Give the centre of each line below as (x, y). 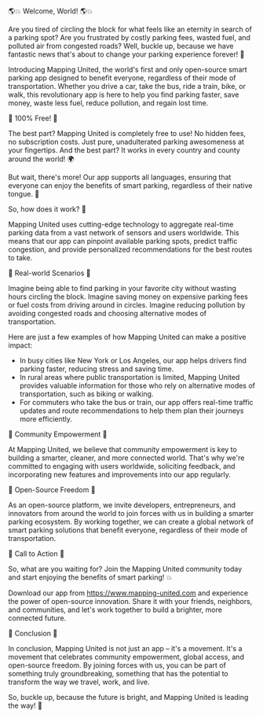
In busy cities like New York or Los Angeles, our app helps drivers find (133, 361)
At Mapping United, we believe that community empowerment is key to (122, 449)
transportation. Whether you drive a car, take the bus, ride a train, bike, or (127, 86)
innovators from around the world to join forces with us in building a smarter (131, 513)
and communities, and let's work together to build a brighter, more (115, 609)
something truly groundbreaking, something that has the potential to (119, 674)
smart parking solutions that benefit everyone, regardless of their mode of (128, 530)
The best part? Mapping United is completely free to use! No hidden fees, (127, 133)
